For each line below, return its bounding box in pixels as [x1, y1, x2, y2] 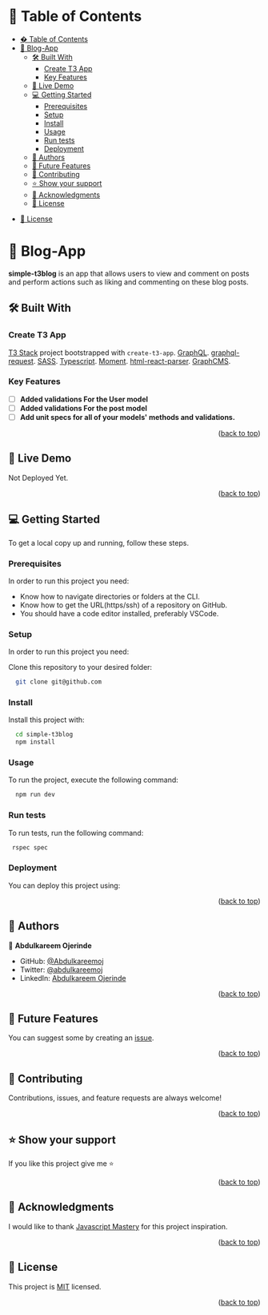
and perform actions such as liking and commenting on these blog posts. [8, 276, 250, 287]
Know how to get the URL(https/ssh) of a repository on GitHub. [19, 600, 228, 610]
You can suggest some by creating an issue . [8, 1033, 154, 1043]
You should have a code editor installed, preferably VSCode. [19, 608, 219, 618]
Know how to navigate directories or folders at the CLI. [19, 591, 200, 601]
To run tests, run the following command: [8, 828, 144, 837]
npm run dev [15, 791, 56, 799]
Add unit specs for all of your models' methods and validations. [19, 412, 236, 422]
